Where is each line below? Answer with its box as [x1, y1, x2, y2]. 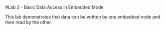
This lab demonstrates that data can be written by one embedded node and [5, 14, 161, 19]
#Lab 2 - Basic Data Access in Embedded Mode [5, 4, 104, 10]
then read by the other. [5, 19, 52, 25]
